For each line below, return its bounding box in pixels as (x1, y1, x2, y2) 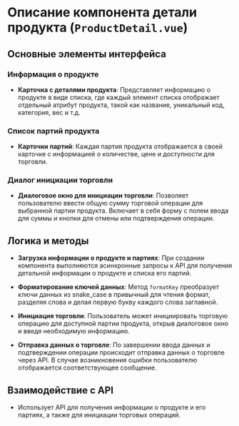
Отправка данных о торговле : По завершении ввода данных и (17, 340, 210, 350)
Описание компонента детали (7, 4, 198, 21)
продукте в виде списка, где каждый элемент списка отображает (17, 93, 220, 101)
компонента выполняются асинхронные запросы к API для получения (17, 261, 233, 270)
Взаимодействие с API (7, 384, 114, 396)
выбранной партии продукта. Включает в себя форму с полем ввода (17, 206, 229, 215)
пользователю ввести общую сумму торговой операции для (17, 199, 203, 208)
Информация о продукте (7, 69, 99, 79)
